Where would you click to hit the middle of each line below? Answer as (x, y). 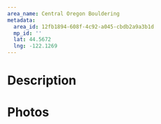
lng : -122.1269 (36, 46)
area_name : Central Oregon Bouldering (63, 14)
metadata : (22, 20)
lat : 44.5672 (32, 40)
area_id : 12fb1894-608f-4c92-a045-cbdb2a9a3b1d (84, 26)
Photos (28, 113)
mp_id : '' (28, 33)
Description (42, 80)
